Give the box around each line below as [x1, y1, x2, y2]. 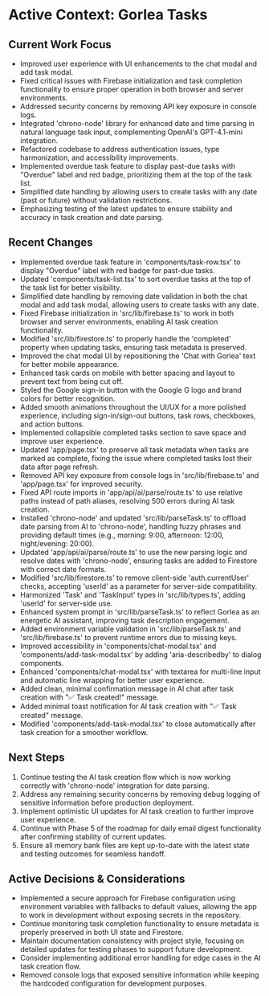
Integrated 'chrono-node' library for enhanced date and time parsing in [19, 119, 255, 128]
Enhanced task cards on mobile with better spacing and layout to [19, 368, 235, 378]
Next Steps [8, 751, 65, 765]
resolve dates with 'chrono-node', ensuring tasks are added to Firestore [19, 556, 258, 565]
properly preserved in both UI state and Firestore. [19, 928, 185, 937]
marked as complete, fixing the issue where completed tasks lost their [19, 453, 253, 463]
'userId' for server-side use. [19, 598, 113, 608]
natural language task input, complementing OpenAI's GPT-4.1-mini [19, 127, 243, 137]
